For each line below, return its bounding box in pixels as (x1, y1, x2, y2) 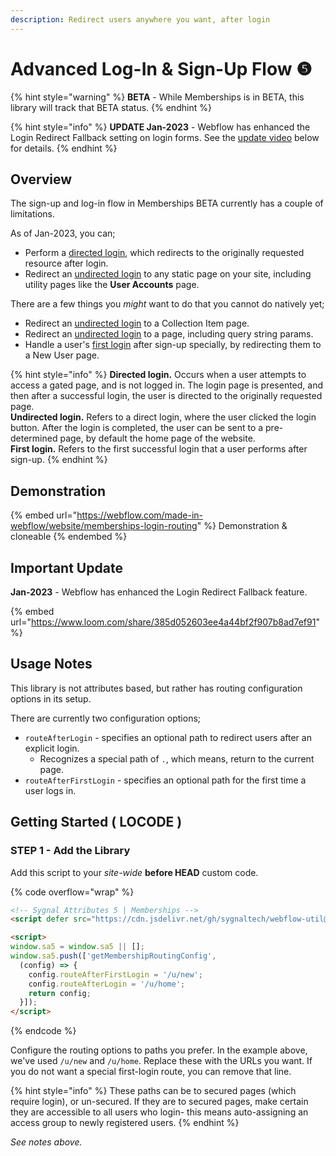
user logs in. (24, 784, 77, 796)
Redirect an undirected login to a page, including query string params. (24, 328, 314, 340)
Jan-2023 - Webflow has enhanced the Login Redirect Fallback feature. (10, 586, 308, 598)
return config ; (28, 988, 92, 998)
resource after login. (24, 257, 109, 270)
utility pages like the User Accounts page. (24, 279, 200, 291)
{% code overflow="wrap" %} (10, 886, 135, 898)
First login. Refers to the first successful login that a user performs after (10, 443, 308, 455)
